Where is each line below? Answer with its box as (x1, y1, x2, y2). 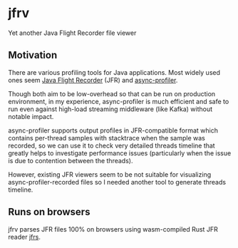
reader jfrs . (8, 232, 41, 241)
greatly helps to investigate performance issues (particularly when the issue (8, 148, 232, 157)
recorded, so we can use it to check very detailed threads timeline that (8, 141, 216, 150)
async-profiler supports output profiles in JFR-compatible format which (8, 126, 218, 135)
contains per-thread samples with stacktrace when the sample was (8, 133, 205, 142)
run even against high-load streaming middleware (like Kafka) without (8, 105, 213, 113)
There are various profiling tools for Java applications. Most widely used (8, 68, 220, 76)
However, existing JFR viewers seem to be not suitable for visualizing (8, 170, 212, 179)
